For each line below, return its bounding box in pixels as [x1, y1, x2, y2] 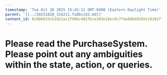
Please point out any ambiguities [5, 48, 143, 60]
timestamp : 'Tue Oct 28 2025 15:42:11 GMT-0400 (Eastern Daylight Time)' [5, 7, 162, 12]
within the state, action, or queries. [5, 59, 153, 70]
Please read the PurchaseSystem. [5, 38, 148, 49]
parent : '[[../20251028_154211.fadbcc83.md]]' [5, 12, 103, 17]
